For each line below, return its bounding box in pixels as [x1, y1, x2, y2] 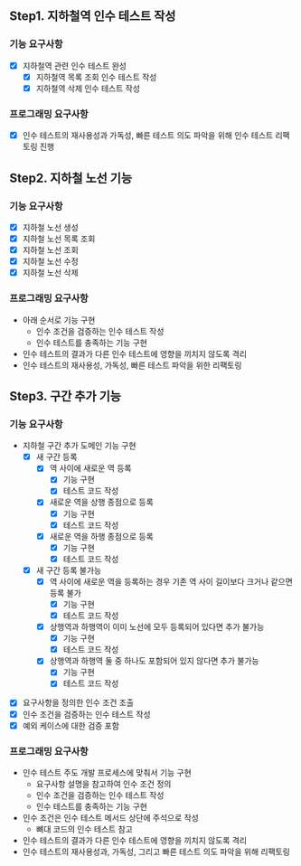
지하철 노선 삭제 [22, 268, 79, 278]
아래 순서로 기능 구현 [22, 315, 96, 325]
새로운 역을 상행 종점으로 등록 [49, 496, 154, 508]
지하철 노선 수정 [22, 256, 79, 267]
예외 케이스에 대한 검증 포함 [22, 720, 120, 730]
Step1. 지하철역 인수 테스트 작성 [9, 8, 176, 24]
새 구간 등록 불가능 [35, 564, 102, 576]
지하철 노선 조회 [22, 245, 79, 256]
